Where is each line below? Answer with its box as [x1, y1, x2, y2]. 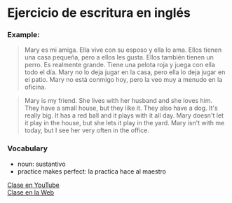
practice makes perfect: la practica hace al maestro [17, 167, 167, 176]
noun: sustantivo [17, 160, 66, 168]
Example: [7, 30, 40, 40]
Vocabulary [7, 143, 48, 153]
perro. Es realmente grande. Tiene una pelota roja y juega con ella [24, 61, 216, 69]
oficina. [24, 83, 47, 92]
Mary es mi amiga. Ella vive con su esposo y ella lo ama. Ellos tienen [24, 45, 222, 54]
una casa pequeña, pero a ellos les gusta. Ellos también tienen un [24, 53, 214, 62]
